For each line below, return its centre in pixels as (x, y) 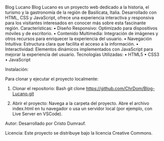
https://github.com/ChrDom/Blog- (120, 88)
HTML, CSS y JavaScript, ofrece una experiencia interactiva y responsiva (80, 18)
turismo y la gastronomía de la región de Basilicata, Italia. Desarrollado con (81, 12)
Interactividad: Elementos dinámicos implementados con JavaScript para (79, 49)
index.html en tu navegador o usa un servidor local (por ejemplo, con (82, 109)
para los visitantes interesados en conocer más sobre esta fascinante (76, 23)
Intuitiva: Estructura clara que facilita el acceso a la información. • (72, 44)
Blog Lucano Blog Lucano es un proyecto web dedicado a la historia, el (77, 7)
